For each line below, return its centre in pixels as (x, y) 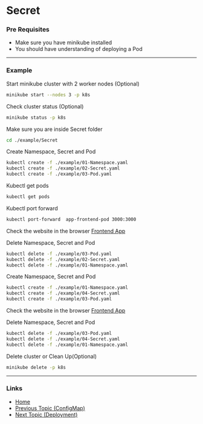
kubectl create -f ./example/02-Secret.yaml (63, 168)
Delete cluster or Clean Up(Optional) (52, 356)
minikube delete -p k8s (36, 367)
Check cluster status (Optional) (45, 106)
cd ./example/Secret (32, 140)
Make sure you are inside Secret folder (54, 129)
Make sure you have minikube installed (63, 42)
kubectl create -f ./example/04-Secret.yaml (63, 293)
